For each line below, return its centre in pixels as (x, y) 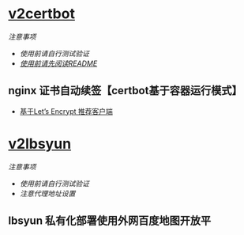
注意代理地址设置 (47, 193)
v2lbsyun (40, 144)
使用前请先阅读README (58, 63)
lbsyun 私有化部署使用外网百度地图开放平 (110, 221)
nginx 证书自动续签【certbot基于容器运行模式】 (125, 91)
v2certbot (41, 14)
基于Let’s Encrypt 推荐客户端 (66, 111)
